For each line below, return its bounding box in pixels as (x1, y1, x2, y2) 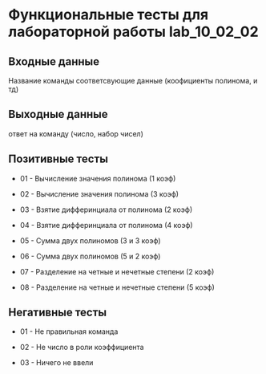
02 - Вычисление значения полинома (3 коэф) (19, 189, 179, 198)
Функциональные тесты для (8, 6, 209, 24)
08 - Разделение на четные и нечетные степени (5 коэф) (19, 283, 215, 292)
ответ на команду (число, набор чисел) (8, 128, 144, 138)
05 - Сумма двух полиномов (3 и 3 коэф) (19, 235, 161, 246)
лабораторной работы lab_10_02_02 (8, 22, 259, 41)
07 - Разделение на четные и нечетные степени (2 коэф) (19, 266, 215, 276)
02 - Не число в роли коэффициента (19, 343, 144, 352)
